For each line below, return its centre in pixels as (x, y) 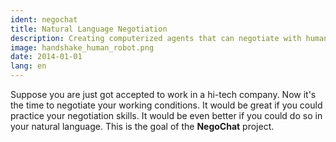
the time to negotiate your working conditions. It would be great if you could (166, 105)
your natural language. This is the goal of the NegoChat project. (142, 126)
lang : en (28, 66)
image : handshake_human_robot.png (82, 47)
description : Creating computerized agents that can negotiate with (156, 38)
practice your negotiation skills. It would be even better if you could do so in (166, 115)
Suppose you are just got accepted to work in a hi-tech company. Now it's (163, 94)
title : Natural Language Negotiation (89, 29)
